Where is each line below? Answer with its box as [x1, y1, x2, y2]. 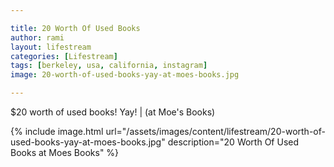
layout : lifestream [10, 42, 92, 52]
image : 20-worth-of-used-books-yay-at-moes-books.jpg [10, 70, 240, 80]
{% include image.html [10, 126, 104, 137]
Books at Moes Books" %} [10, 147, 120, 158]
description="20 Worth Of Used [167, 136, 300, 148]
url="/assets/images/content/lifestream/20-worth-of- [105, 126, 326, 137]
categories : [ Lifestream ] [10, 51, 118, 61]
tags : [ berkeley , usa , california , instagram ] [10, 61, 208, 71]
